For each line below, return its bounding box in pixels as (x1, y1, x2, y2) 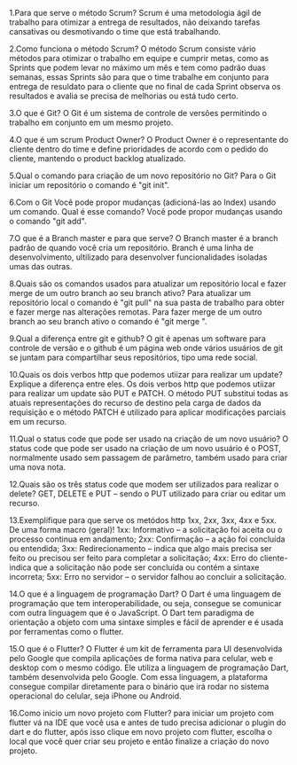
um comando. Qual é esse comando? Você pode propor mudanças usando (9, 207, 283, 216)
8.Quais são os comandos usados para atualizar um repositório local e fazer (9, 278, 286, 289)
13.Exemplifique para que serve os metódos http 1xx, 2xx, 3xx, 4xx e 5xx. (9, 515, 277, 526)
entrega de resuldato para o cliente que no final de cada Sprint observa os (9, 82, 281, 91)
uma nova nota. (9, 462, 66, 472)
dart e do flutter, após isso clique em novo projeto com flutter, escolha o (9, 727, 273, 737)
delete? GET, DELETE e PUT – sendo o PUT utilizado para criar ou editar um (9, 488, 286, 499)
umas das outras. (9, 262, 73, 271)
